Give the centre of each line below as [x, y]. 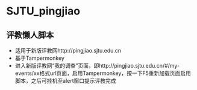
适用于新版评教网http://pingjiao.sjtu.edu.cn [68, 50]
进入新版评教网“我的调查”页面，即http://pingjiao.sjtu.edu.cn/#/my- [97, 66]
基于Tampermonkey [40, 58]
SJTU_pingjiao [43, 11]
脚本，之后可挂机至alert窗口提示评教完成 [65, 81]
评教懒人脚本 [30, 35]
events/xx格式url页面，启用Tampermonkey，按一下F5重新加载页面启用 [103, 73]
